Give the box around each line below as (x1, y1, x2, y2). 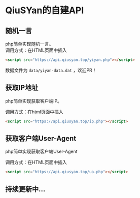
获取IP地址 (5, 83, 39, 92)
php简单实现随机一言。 (5, 41, 54, 47)
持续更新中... (5, 185, 46, 193)
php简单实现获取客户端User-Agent (5, 148, 78, 155)
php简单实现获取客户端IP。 (5, 97, 62, 104)
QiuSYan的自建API (5, 5, 84, 16)
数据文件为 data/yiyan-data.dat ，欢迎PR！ (5, 67, 97, 73)
